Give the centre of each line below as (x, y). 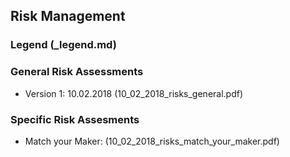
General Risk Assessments (77, 72)
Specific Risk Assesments (75, 119)
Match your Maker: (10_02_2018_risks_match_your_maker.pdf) (152, 141)
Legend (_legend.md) (63, 45)
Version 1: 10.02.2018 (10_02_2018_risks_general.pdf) (134, 93)
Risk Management (68, 16)
